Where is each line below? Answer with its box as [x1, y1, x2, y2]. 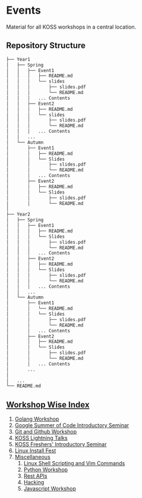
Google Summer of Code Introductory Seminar [14, 422, 130, 429]
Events [6, 4, 42, 17]
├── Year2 [6, 211, 31, 217]
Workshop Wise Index [6, 400, 90, 410]
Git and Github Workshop [14, 428, 77, 435]
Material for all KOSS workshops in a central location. [6, 23, 137, 30]
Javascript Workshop [23, 485, 76, 492]
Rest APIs [23, 472, 48, 480]
